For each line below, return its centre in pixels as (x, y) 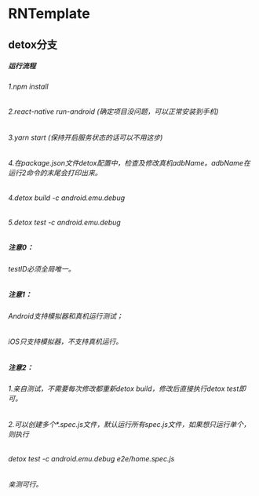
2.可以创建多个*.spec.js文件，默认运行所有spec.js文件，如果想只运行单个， (129, 424)
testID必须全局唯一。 (42, 268)
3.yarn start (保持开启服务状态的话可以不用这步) (86, 137)
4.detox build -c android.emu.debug (67, 198)
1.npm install (28, 86)
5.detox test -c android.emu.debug (65, 222)
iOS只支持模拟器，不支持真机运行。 (66, 341)
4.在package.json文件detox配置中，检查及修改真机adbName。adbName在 (129, 163)
